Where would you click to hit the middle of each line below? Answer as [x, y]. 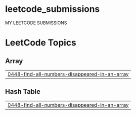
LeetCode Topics [41, 43]
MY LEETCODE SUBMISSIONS [36, 23]
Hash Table [23, 92]
